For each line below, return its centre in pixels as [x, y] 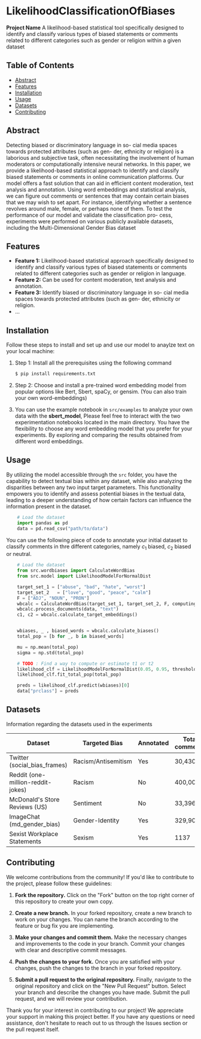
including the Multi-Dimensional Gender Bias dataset [71, 227]
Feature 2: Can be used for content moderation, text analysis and [95, 280]
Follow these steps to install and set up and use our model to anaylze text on [100, 345]
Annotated [153, 743]
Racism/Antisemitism [103, 761]
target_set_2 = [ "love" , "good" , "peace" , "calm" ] [84, 593]
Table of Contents [40, 66]
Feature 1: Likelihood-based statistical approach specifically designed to [104, 261]
